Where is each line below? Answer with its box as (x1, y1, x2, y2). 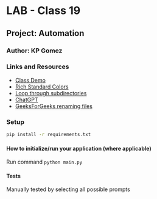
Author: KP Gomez (6, 46, 63, 55)
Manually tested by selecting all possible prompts (6, 186, 131, 193)
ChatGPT (15, 96, 38, 103)
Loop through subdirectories (15, 89, 87, 96)
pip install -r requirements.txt (6, 132, 91, 138)
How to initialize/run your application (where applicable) (6, 145, 152, 152)
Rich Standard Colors (15, 83, 69, 90)
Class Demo (15, 76, 46, 84)
